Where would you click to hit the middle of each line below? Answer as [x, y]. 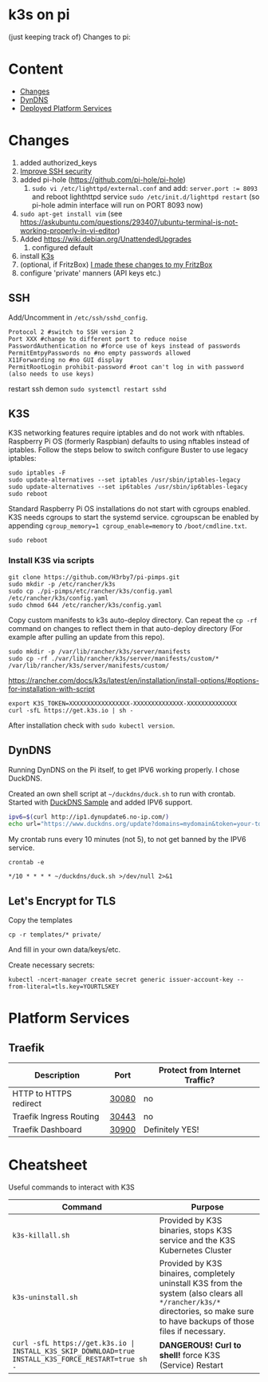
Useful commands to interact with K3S [72, 1187]
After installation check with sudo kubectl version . [92, 725]
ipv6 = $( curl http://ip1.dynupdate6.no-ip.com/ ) [89, 816]
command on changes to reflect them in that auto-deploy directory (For [126, 628]
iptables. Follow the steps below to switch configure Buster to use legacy [128, 450]
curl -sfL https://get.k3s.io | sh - [71, 710]
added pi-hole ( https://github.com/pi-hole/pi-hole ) [102, 179]
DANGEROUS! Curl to [200, 1345]
